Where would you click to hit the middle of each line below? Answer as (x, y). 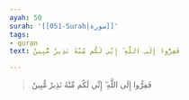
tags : (19, 34)
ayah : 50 (26, 18)
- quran (24, 43)
